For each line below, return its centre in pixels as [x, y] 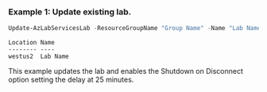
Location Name [32, 43]
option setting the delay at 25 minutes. [71, 80]
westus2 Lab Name [39, 57]
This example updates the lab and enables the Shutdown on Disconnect [126, 71]
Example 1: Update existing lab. [70, 12]
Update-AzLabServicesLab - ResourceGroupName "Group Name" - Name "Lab [126, 29]
